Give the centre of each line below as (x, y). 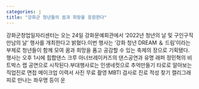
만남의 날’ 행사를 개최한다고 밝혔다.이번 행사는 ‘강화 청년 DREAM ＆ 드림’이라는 (98, 42)
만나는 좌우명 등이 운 (41, 80)
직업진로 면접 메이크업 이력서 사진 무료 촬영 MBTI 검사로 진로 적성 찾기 (88, 72)
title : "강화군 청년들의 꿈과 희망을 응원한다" (57, 17)
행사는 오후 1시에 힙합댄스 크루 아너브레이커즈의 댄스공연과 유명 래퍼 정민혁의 (96, 57)
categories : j (24, 12)
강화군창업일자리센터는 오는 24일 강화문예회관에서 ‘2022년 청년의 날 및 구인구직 (100, 35)
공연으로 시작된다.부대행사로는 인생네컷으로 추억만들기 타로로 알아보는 (110, 65)
